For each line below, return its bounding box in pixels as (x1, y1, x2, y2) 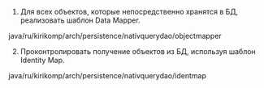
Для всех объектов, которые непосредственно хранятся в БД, (19, 7, 239, 16)
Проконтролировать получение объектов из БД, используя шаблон (19, 47, 256, 56)
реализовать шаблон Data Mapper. (19, 15, 141, 25)
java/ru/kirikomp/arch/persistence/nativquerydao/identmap (8, 71, 207, 80)
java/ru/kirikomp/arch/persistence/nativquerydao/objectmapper (8, 31, 222, 40)
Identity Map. (19, 56, 65, 65)
